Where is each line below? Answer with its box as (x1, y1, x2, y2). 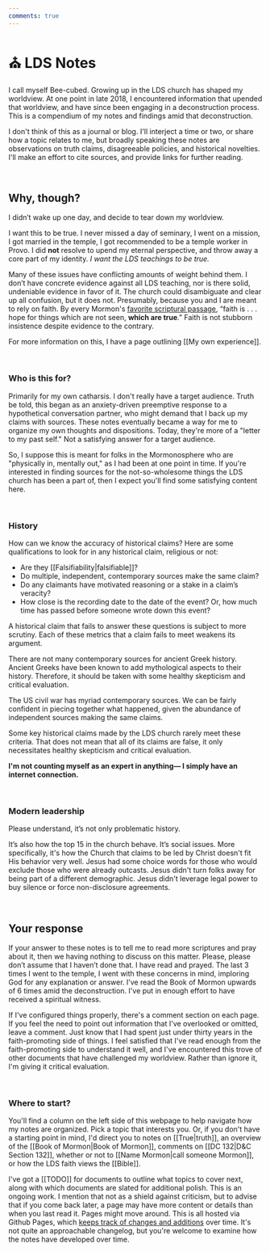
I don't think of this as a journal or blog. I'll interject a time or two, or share (8, 126, 254, 136)
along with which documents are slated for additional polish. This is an (8, 1183, 242, 1193)
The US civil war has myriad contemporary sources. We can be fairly (8, 695, 237, 705)
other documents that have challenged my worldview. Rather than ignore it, (8, 1053, 258, 1063)
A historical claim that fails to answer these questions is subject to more (8, 621, 247, 630)
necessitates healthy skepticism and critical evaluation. (8, 745, 192, 755)
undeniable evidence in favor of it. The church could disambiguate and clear (8, 287, 262, 297)
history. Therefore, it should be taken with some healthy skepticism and (8, 671, 246, 681)
